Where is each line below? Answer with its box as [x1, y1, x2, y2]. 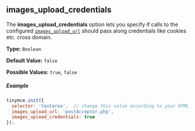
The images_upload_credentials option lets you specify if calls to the [6, 20, 179, 28]
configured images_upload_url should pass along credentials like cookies [6, 27, 187, 34]
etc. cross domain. [6, 33, 52, 41]
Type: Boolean [6, 45, 41, 52]
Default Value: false [6, 56, 58, 64]
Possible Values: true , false [6, 69, 77, 76]
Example [6, 82, 29, 90]
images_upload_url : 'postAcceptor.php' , [11, 108, 114, 115]
